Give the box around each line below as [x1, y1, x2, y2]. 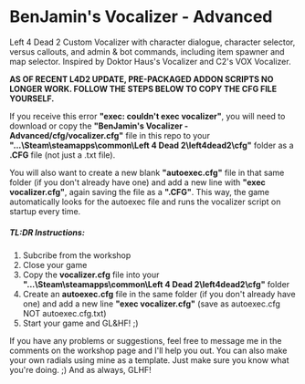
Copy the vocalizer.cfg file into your [22, 269, 160, 280]
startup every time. [9, 205, 81, 216]
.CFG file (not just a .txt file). [9, 149, 116, 161]
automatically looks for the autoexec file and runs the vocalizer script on [9, 196, 281, 207]
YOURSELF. [9, 93, 55, 104]
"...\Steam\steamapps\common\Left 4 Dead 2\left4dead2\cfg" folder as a [9, 140, 294, 150]
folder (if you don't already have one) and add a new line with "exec [9, 176, 267, 188]
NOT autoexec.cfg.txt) [22, 307, 107, 318]
